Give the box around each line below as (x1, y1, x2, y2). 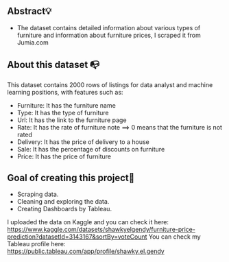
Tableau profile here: (7, 240, 66, 248)
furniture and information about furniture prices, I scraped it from (16, 31, 201, 39)
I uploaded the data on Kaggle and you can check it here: (7, 218, 169, 226)
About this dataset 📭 (7, 59, 100, 71)
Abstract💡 (7, 5, 52, 17)
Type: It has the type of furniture (16, 108, 110, 117)
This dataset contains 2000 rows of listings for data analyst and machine (7, 80, 213, 88)
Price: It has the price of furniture (16, 152, 112, 160)
